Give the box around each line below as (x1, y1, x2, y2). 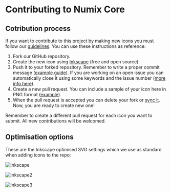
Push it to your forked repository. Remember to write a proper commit (12, 64, 160, 70)
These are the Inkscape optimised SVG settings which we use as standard (5, 146, 162, 152)
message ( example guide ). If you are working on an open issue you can (12, 69, 164, 76)
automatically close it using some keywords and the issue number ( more (12, 75, 166, 81)
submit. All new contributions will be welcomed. (5, 118, 106, 124)
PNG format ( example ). (12, 92, 61, 97)
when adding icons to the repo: (5, 152, 71, 158)
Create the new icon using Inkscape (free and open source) (12, 59, 139, 65)
